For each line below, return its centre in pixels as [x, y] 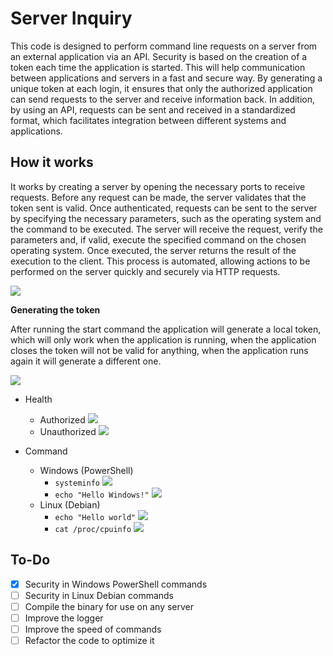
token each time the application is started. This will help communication [158, 67]
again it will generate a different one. [86, 361]
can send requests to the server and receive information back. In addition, [163, 99]
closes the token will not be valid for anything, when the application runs [159, 350]
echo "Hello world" [95, 517]
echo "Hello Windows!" [102, 495]
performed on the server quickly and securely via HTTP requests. [145, 271]
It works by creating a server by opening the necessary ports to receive [158, 186]
